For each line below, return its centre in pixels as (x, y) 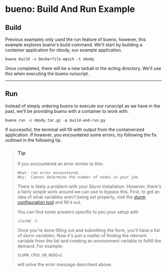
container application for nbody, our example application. (64, 50)
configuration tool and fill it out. (49, 202)
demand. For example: (40, 246)
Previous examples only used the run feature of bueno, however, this (76, 39)
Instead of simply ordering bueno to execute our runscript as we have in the (83, 106)
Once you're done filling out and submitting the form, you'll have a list (88, 230)
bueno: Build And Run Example (70, 9)
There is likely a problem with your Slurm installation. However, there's (89, 186)
